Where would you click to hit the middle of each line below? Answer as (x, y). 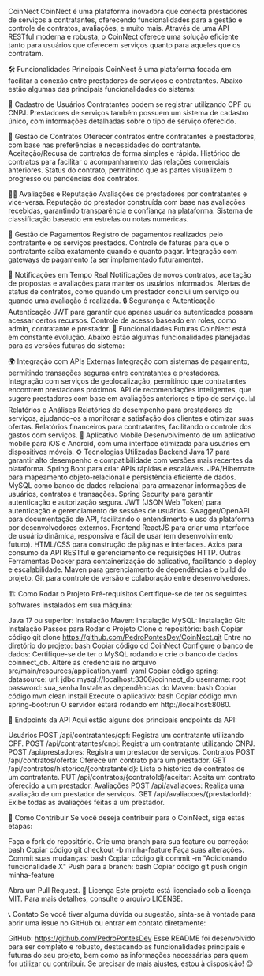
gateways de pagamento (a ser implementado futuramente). (106, 259)
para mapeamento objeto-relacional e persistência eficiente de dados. (122, 477)
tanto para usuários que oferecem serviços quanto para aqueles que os (125, 45)
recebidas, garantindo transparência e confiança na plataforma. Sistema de (131, 210)
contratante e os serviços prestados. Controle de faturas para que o (119, 243)
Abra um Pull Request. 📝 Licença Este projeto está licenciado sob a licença (129, 890)
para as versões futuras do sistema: (66, 346)
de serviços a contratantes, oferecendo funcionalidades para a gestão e (125, 20)
